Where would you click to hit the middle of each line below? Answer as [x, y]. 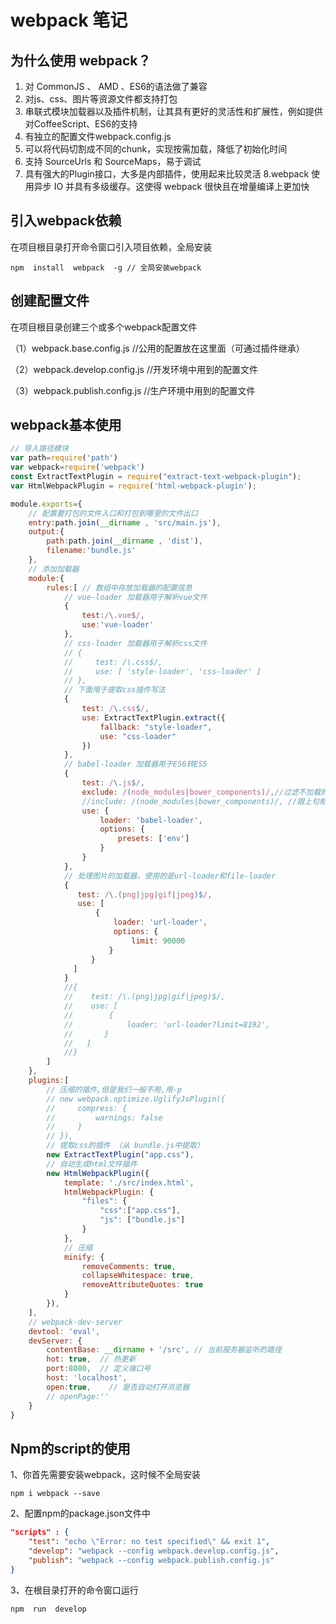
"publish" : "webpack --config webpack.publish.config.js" [151, 1560]
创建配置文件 [50, 301]
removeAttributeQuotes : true [142, 1285]
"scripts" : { [40, 1532]
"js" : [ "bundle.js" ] [142, 1220]
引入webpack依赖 [66, 221]
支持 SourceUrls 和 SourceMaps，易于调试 [113, 161]
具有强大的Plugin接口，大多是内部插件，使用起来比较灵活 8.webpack [167, 174]
